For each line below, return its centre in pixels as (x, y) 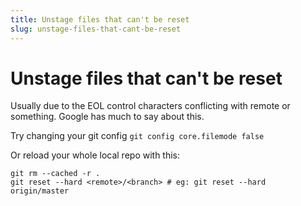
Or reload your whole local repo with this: (95, 155)
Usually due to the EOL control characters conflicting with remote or (150, 106)
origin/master (40, 191)
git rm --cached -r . (55, 174)
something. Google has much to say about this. (107, 117)
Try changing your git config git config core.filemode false (137, 136)
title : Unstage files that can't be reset (100, 19)
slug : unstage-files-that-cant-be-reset (96, 29)
